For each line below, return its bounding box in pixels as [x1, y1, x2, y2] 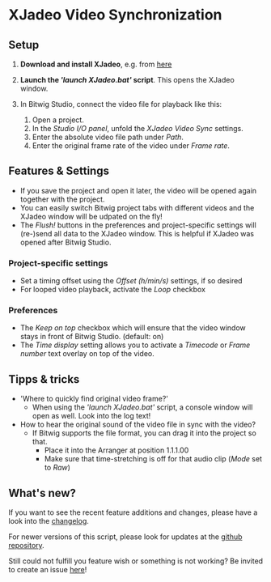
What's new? [8, 486, 77, 499]
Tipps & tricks [8, 372, 80, 386]
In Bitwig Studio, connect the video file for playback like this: [19, 100, 222, 108]
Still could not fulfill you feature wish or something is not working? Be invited [8, 556, 264, 566]
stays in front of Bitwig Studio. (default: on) [19, 332, 164, 342]
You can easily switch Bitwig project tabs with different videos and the [19, 202, 255, 212]
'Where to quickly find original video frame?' [19, 394, 168, 404]
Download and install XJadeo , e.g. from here [19, 59, 172, 69]
